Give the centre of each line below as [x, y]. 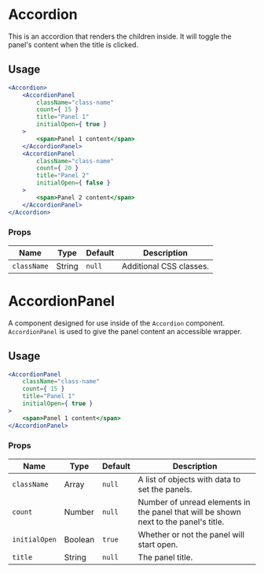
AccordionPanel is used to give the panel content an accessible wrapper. [125, 331]
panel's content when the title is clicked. [73, 44]
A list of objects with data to [189, 479]
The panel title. [165, 557]
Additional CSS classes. [165, 266]
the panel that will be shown [189, 512]
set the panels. [165, 489]
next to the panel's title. [181, 522]
